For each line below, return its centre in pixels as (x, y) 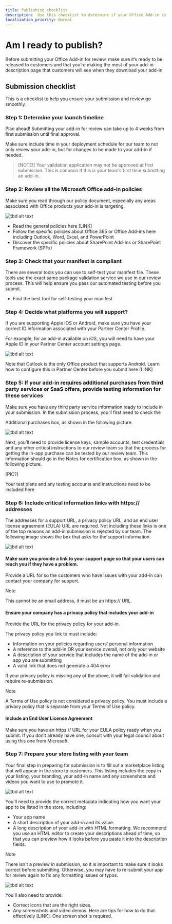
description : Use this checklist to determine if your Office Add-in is (86, 15)
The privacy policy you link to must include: (51, 634)
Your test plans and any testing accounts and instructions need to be (78, 484)
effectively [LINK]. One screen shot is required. (62, 916)
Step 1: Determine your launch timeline (55, 118)
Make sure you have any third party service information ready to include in (84, 407)
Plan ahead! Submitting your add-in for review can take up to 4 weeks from (85, 129)
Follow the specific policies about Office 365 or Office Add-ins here (84, 231)
